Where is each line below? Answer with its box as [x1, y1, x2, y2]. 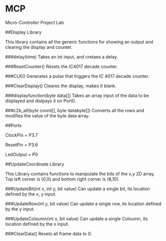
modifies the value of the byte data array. [5, 113, 90, 119]
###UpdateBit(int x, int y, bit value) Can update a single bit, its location [5, 186, 151, 192]
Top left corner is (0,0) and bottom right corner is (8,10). [5, 176, 120, 182]
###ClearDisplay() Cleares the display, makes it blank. [5, 83, 117, 89]
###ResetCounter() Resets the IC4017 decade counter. [5, 63, 118, 69]
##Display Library [5, 29, 42, 35]
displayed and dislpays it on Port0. [5, 98, 76, 104]
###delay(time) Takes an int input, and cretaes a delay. [5, 53, 118, 60]
